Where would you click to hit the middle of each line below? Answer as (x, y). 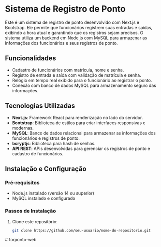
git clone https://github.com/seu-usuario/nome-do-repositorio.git (81, 231)
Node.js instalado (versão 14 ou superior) (53, 193)
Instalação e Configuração (46, 169)
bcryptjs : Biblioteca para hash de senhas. (54, 143)
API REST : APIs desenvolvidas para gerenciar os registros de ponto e (81, 148)
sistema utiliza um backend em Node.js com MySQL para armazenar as (76, 38)
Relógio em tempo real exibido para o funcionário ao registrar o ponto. (82, 80)
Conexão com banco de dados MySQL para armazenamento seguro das (84, 85)
